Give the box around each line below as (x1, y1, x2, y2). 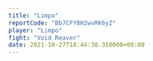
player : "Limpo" (8, 26, 62, 34)
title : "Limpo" (8, 11, 59, 20)
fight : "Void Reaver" (8, 33, 81, 42)
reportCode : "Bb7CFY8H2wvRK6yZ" (8, 19, 116, 27)
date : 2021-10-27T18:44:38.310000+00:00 (8, 41, 146, 49)
